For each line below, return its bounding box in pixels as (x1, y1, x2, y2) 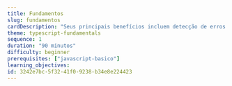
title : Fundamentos (7, 10, 64, 17)
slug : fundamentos (7, 17, 61, 24)
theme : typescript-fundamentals (7, 29, 101, 37)
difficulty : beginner (7, 49, 70, 56)
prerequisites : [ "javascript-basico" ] (7, 55, 120, 62)
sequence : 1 (7, 36, 42, 43)
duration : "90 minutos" (7, 42, 77, 49)
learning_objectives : (7, 62, 70, 69)
